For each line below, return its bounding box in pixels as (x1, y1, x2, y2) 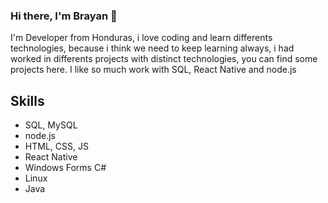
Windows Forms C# (24, 162, 107, 174)
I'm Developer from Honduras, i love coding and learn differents (10, 32, 273, 44)
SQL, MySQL (24, 119, 78, 131)
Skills (10, 92, 45, 109)
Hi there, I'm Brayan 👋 (10, 9, 118, 23)
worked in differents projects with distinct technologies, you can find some (10, 53, 318, 65)
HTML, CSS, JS (24, 140, 89, 153)
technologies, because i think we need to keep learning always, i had (10, 42, 295, 54)
